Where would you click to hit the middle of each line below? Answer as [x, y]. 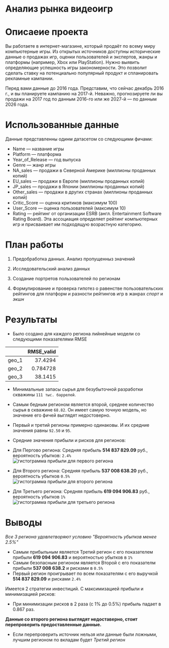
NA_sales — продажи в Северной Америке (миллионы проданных [84, 170]
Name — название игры [38, 149]
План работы [34, 245]
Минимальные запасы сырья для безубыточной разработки [78, 389]
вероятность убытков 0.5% [41, 476]
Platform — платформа [37, 154]
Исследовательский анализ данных [51, 269]
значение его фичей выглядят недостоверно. [61, 415]
